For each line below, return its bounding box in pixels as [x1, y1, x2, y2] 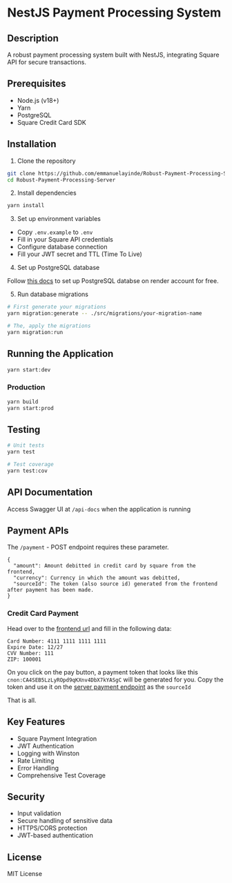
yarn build [7, 398, 39, 405]
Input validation [17, 809, 61, 817]
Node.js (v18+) [17, 96, 59, 104]
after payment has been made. [7, 587, 95, 594]
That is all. [7, 696, 37, 704]
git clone [7, 170, 36, 177]
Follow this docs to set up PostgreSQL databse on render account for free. [7, 277, 219, 285]
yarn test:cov [7, 467, 48, 474]
